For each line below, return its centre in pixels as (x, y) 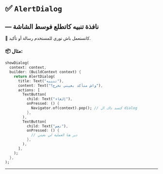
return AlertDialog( (34, 76)
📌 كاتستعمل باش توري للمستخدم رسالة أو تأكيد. (48, 38)
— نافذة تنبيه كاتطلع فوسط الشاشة (52, 26)
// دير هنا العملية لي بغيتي (54, 135)
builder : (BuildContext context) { (45, 72)
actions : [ (29, 90)
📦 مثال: (14, 51)
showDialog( (17, 63)
